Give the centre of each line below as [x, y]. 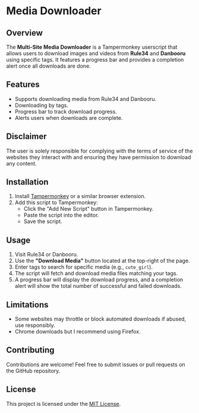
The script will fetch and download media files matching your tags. [96, 274]
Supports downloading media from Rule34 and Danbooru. [86, 99]
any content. [21, 163]
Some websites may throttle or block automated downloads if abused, [100, 319]
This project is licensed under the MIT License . [64, 404]
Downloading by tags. [41, 105]
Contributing [30, 350]
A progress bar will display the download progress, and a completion [99, 279]
